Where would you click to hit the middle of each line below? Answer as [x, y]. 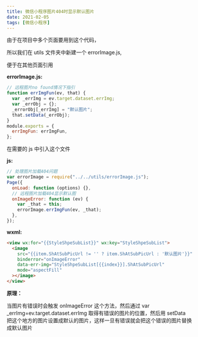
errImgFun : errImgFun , [40, 131]
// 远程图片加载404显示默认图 [44, 193]
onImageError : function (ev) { [50, 199]
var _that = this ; [40, 204]
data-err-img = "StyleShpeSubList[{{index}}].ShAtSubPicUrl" [91, 265]
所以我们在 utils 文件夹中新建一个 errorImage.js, [64, 52]
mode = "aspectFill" [40, 270]
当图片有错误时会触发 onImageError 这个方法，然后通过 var [78, 305]
